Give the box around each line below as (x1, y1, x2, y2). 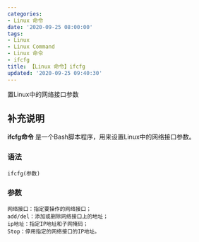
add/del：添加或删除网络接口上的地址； (7, 213, 109, 220)
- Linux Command (7, 43, 55, 50)
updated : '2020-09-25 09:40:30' (7, 69, 102, 76)
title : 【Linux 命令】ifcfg (7, 63, 86, 70)
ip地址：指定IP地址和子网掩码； (7, 220, 89, 227)
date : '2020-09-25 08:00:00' (7, 23, 93, 30)
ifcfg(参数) (7, 170, 40, 177)
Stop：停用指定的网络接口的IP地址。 (7, 228, 100, 235)
